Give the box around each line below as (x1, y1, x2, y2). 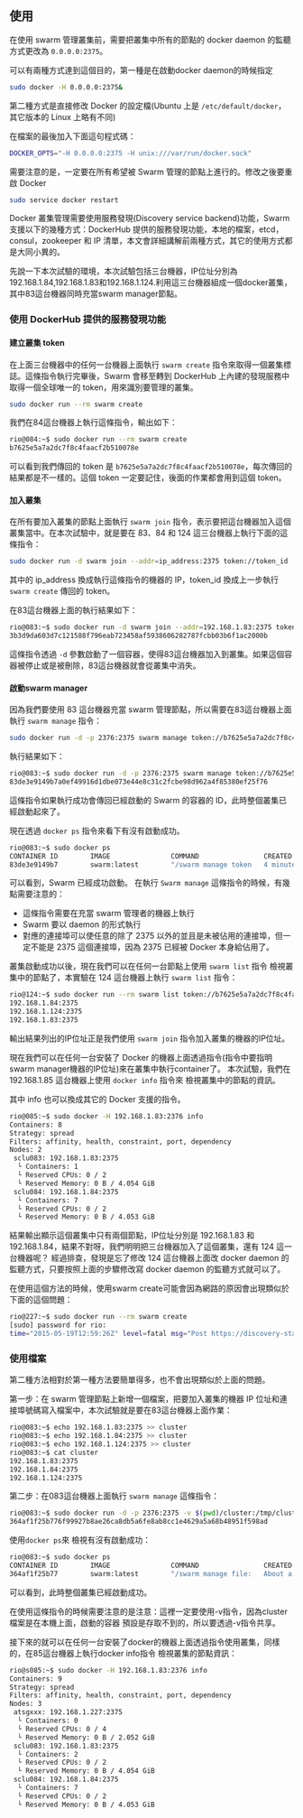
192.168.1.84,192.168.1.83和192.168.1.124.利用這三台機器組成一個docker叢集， (9, 277, 292, 288)
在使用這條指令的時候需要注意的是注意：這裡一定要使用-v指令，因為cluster (9, 1606, 289, 1617)
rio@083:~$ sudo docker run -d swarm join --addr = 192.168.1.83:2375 (9, 623, 272, 632)
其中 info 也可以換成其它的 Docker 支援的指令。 (9, 1093, 186, 1104)
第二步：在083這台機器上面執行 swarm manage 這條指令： (9, 1490, 219, 1501)
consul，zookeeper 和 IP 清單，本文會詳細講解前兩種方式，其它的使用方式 (9, 236, 286, 246)
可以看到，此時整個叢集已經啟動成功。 (9, 1587, 151, 1598)
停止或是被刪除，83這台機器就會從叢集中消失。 (24, 660, 201, 671)
